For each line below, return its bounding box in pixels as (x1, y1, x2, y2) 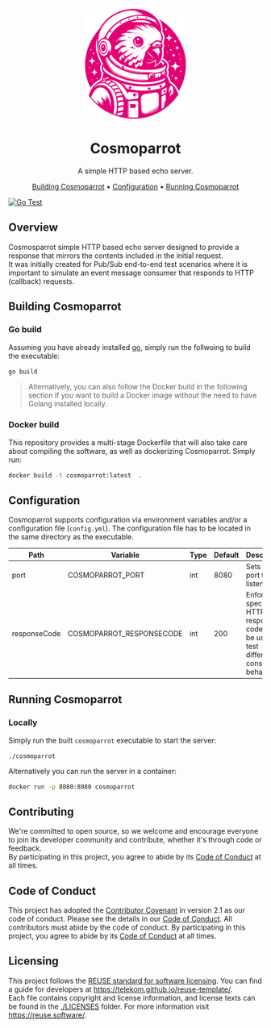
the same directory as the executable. (8, 532, 135, 542)
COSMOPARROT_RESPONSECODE (67, 628, 183, 638)
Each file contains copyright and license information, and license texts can (8, 993, 256, 1002)
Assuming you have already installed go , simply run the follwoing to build (8, 342, 252, 352)
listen (245, 579, 265, 589)
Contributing (8, 805, 74, 818)
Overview (8, 221, 59, 235)
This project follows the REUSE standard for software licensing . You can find (8, 976, 262, 985)
